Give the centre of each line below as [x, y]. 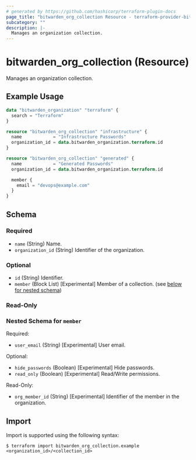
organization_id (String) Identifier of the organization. [79, 250]
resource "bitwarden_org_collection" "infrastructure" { [77, 132]
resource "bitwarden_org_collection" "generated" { [70, 158]
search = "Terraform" [38, 115]
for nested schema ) [38, 290]
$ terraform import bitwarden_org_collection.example [73, 446]
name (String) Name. [38, 244]
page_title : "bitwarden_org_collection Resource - [69, 17]
